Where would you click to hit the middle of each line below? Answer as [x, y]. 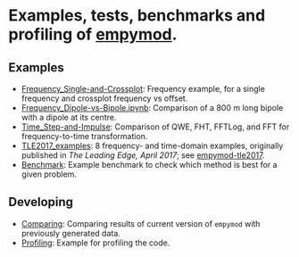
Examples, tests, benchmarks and [137, 16]
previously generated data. [71, 233]
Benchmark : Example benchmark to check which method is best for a [149, 165]
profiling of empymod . [93, 34]
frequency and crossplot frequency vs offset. [104, 98]
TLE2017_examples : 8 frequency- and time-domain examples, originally [152, 145]
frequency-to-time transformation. [84, 136]
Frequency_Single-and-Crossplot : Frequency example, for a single [143, 89]
